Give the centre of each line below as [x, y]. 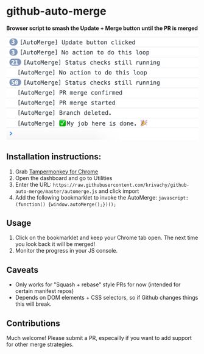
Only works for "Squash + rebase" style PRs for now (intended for [98, 284]
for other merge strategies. [40, 345]
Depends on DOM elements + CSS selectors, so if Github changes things [107, 298]
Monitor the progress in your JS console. [66, 251]
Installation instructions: [54, 157]
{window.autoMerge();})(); [82, 204]
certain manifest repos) [44, 291]
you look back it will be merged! [55, 244]
